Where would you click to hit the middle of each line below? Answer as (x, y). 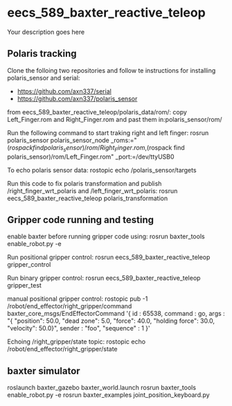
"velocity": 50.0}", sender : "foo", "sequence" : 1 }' (79, 328)
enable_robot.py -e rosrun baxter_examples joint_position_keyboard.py (108, 395)
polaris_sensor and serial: (44, 78)
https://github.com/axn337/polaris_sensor (77, 98)
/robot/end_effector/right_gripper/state (62, 349)
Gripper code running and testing (81, 220)
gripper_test (24, 285)
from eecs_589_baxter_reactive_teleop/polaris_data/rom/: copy (97, 112)
